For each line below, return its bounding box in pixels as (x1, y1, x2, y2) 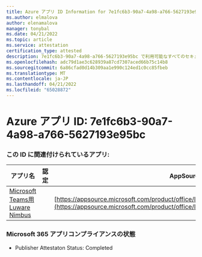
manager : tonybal (6, 25, 50, 32)
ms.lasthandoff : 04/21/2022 (6, 82, 77, 88)
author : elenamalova (6, 20, 58, 26)
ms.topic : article (6, 37, 52, 43)
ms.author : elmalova (6, 14, 58, 20)
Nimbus (9, 211, 31, 219)
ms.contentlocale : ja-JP (6, 76, 69, 82)
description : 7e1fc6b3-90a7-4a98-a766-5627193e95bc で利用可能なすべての (6, 53, 185, 59)
